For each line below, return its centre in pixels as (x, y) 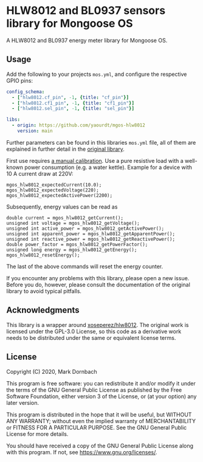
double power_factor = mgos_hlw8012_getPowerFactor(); (77, 244)
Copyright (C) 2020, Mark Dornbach (52, 371)
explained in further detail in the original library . (65, 149)
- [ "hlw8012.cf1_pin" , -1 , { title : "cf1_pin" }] (73, 103)
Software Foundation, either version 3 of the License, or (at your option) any (101, 396)
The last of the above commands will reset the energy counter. (85, 266)
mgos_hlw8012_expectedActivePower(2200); (60, 195)
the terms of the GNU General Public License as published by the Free (94, 390)
